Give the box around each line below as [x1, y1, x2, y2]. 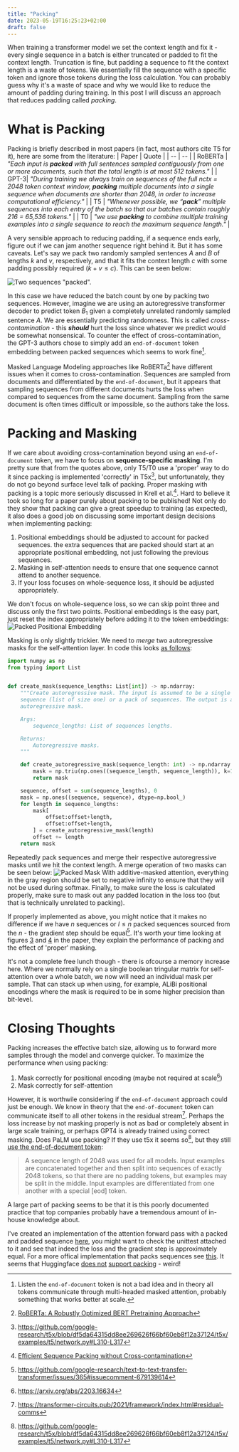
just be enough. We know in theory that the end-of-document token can [7, 1103, 214, 1111]
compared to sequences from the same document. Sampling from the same [7, 393, 230, 401]
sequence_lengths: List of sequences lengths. [33, 722, 174, 729]
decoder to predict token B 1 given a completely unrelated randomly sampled [7, 307, 231, 317]
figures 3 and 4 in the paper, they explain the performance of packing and [7, 936, 224, 945]
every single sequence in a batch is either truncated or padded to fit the [7, 51, 218, 59]
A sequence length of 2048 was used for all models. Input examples [24, 1157, 225, 1165]
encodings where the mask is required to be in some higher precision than [7, 987, 225, 996]
